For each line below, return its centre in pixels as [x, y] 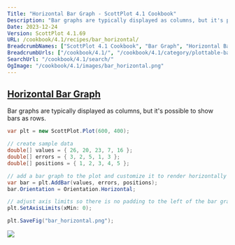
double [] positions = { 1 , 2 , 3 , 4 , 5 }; [69, 163]
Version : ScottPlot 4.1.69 [47, 33]
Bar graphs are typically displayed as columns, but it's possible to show [110, 111]
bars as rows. [27, 118]
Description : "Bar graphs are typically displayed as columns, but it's [115, 20]
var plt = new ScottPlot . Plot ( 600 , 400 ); [69, 131]
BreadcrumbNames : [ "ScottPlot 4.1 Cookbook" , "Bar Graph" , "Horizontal [114, 46]
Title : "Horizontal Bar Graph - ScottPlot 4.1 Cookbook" [92, 14]
